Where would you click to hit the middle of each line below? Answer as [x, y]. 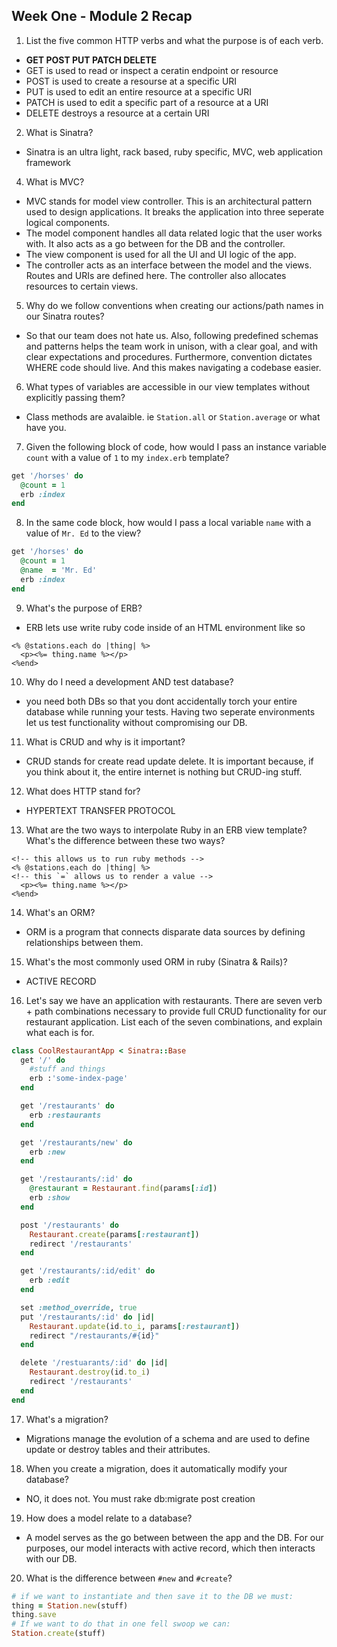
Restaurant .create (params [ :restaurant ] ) [114, 1234]
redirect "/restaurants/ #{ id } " [94, 1335]
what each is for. [60, 1032]
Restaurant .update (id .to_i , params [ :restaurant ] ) [135, 1326]
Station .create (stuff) [58, 1634]
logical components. [68, 222]
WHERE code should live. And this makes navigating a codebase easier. [173, 367]
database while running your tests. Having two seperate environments [170, 711]
